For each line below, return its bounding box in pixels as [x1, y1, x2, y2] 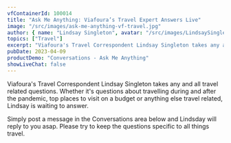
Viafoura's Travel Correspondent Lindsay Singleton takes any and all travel [7, 79, 219, 88]
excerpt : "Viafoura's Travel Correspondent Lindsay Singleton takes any [7, 42, 220, 49]
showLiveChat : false [7, 61, 67, 68]
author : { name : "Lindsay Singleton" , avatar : [7, 29, 143, 36]
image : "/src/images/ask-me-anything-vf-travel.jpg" [7, 23, 162, 29]
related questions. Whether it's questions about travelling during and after [7, 87, 217, 95]
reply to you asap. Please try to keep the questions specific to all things [7, 122, 210, 130]
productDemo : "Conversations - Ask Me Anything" [7, 55, 149, 62]
